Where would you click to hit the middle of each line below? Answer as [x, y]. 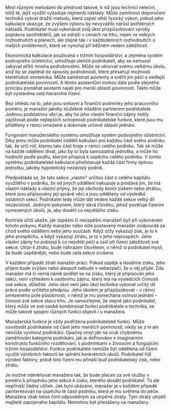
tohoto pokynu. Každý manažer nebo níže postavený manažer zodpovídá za [85, 225]
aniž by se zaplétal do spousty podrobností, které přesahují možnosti [78, 72]
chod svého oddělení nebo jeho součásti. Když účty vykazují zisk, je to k [81, 231]
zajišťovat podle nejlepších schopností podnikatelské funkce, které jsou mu [84, 120]
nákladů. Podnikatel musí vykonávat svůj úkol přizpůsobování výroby [78, 29]
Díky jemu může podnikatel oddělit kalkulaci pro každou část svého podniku [85, 141]
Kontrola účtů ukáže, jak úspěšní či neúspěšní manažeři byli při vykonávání [84, 220]
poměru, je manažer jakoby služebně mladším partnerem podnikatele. [79, 109]
